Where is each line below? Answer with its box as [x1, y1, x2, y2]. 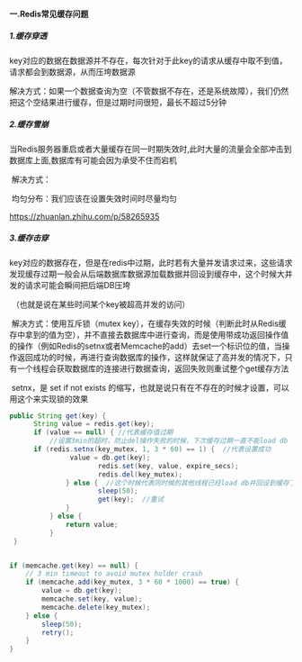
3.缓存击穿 [9, 232, 49, 243]
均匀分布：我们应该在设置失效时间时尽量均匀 [11, 193, 177, 204]
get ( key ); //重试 [97, 495, 164, 504]
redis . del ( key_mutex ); [97, 469, 182, 479]
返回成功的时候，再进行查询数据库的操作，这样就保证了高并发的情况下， [16, 351, 285, 362]
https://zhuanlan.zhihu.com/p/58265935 [9, 211, 160, 222]
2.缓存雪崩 [9, 119, 49, 130]
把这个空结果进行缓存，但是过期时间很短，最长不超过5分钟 [9, 96, 227, 107]
